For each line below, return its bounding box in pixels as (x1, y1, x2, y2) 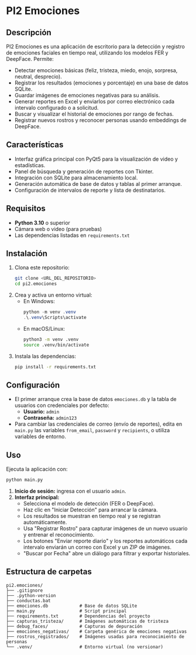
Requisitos (6, 203, 46, 213)
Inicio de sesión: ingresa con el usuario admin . (14, 488, 126, 495)
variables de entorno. (14, 433, 66, 440)
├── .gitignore (6, 588, 43, 593)
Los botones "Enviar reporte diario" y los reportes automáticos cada (23, 538, 188, 545)
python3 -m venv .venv (23, 336, 79, 342)
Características (6, 140, 64, 150)
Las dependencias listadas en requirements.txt (14, 232, 130, 239)
